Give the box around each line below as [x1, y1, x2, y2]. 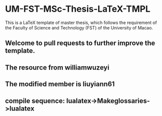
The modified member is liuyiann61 [5, 80, 115, 89]
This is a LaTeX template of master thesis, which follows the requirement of [5, 20, 157, 25]
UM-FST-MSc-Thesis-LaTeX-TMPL [5, 3, 151, 15]
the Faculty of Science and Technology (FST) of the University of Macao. [5, 24, 153, 30]
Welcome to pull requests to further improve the [5, 39, 156, 47]
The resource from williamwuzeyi [5, 63, 109, 71]
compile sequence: [5, 96, 65, 105]
